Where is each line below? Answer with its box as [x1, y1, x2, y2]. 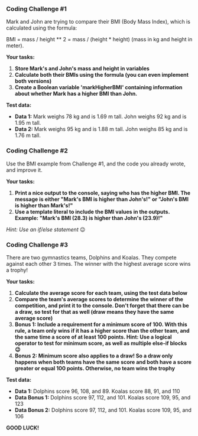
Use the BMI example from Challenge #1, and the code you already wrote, [6, 160, 186, 167]
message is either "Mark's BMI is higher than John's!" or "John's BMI [14, 196, 189, 203]
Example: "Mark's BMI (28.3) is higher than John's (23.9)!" [14, 214, 163, 222]
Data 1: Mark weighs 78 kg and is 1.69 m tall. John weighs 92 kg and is [14, 113, 187, 120]
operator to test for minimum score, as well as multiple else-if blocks [14, 339, 187, 347]
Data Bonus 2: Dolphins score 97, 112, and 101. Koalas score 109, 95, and [14, 406, 192, 414]
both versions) [14, 77, 52, 84]
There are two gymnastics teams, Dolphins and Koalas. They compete [6, 253, 177, 261]
